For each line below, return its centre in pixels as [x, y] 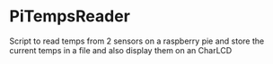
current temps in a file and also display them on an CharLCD [120, 50]
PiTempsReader [70, 16]
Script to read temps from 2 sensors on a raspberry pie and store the [137, 41]
